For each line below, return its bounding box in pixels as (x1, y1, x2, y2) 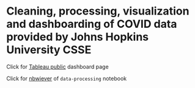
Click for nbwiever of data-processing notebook (6, 75, 127, 82)
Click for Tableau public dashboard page (6, 63, 109, 70)
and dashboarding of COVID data (6, 17, 177, 31)
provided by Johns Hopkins (6, 30, 149, 44)
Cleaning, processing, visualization (6, 4, 189, 18)
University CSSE (6, 43, 92, 57)
